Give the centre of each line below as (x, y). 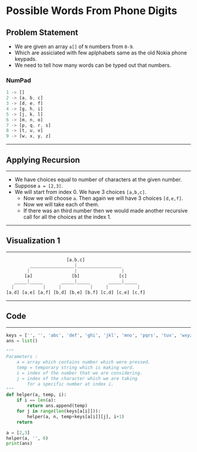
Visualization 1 (33, 241)
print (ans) (19, 444)
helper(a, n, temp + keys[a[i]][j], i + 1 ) (76, 417)
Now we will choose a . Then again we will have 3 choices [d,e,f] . (103, 198)
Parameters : (22, 357)
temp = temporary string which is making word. (76, 368)
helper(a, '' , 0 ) (27, 438)
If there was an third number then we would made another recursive (106, 210)
